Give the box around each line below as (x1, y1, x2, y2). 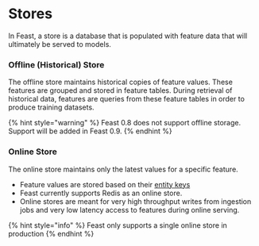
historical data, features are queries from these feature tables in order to (8, 94, 245, 104)
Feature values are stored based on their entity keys (19, 179, 191, 189)
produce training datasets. (8, 102, 95, 112)
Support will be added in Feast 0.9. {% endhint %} (8, 126, 172, 136)
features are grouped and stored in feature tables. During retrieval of (8, 86, 233, 95)
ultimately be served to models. (8, 39, 111, 48)
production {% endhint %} (8, 229, 95, 238)
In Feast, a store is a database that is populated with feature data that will (8, 31, 248, 40)
